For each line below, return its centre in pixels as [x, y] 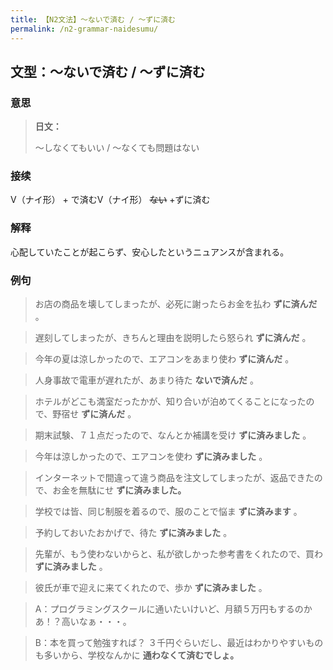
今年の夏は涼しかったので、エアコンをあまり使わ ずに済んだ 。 [164, 359]
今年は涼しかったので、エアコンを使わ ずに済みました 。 [151, 457]
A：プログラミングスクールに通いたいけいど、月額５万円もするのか [173, 609]
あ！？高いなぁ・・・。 [83, 622]
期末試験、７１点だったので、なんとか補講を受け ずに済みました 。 [173, 435]
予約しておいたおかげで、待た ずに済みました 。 [133, 533]
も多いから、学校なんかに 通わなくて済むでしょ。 [137, 655]
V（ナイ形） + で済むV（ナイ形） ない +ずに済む [110, 200]
